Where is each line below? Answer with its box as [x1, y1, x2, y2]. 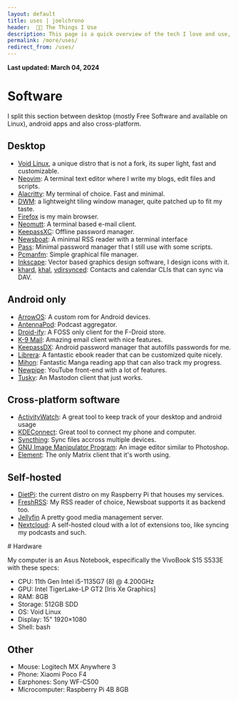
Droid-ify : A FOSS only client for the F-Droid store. [17, 328, 166, 336]
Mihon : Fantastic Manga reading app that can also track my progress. [17, 358, 222, 366]
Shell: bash [17, 622, 51, 632]
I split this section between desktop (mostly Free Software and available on [7, 111, 228, 120]
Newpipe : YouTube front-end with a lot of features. [17, 365, 167, 374]
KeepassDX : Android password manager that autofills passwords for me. [17, 343, 232, 351]
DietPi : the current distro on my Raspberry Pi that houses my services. [17, 490, 224, 499]
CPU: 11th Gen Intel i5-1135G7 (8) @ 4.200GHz [17, 578, 155, 586]
